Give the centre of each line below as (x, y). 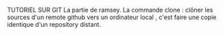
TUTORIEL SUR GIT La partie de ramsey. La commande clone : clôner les (110, 10)
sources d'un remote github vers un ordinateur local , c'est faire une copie (112, 17)
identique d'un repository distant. (54, 24)
